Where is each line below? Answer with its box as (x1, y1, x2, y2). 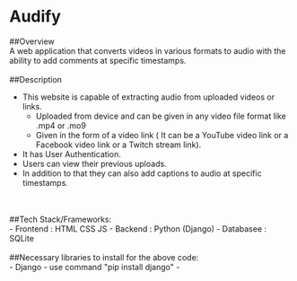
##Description (9, 74, 63, 84)
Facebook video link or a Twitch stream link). (35, 139, 202, 150)
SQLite (9, 233, 34, 243)
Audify (9, 6, 61, 27)
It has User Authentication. (22, 148, 121, 159)
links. (22, 101, 42, 111)
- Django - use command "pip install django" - (9, 261, 180, 272)
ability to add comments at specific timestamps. (9, 55, 187, 66)
